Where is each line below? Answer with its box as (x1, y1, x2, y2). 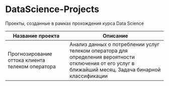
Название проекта (13, 32, 59, 39)
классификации (69, 72, 108, 79)
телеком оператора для (69, 47, 128, 54)
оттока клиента (8, 57, 45, 64)
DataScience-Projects (5, 4, 100, 15)
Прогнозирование (8, 50, 52, 57)
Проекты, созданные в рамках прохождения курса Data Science (5, 20, 144, 26)
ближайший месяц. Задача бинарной (69, 66, 161, 73)
